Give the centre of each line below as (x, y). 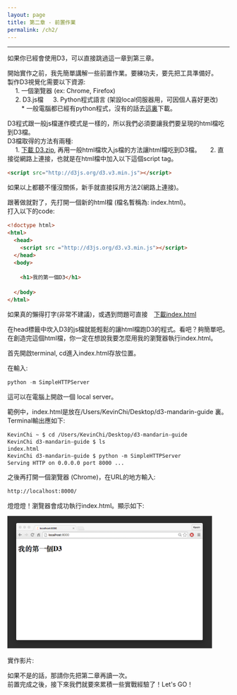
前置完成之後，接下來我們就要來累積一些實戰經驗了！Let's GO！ (101, 684)
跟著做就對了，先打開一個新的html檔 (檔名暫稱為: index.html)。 (98, 203)
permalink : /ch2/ (33, 30)
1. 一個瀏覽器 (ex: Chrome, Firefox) (65, 91)
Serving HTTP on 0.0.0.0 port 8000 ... (66, 463)
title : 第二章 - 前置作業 (42, 22)
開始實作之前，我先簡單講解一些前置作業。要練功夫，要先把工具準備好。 (112, 73)
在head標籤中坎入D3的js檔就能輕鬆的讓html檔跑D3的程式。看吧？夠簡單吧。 (118, 329)
